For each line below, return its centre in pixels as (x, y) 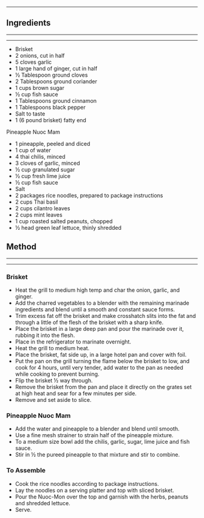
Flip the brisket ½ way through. (54, 380)
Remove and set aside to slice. (53, 399)
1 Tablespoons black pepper (50, 107)
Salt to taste (30, 114)
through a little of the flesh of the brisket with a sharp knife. (89, 322)
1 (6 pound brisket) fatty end (51, 120)
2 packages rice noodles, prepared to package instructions (89, 195)
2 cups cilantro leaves (42, 208)
